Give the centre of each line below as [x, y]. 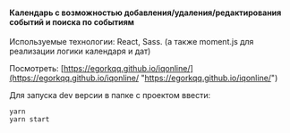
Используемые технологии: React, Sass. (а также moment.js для [132, 42]
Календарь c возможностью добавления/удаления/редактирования [145, 12]
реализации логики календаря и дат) [80, 51]
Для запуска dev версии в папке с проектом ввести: [110, 96]
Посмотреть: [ [37, 69]
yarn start [30, 120]
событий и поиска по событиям [72, 21]
